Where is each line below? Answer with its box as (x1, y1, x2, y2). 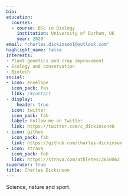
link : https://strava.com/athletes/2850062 (11, 157, 120, 162)
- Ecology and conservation (6, 63, 76, 69)
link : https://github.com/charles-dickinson (11, 139, 123, 146)
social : (6, 74, 25, 80)
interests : (6, 52, 33, 58)
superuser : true (6, 162, 46, 168)
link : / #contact (11, 91, 51, 97)
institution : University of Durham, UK (17, 31, 115, 36)
